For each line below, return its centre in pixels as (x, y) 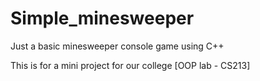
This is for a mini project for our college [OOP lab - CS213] (130, 65)
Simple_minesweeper (102, 18)
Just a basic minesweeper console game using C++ (117, 46)
